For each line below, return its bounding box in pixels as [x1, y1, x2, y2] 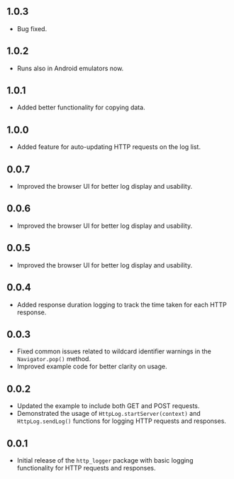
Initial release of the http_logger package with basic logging [16, 456, 194, 464]
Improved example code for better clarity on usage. [16, 362, 167, 371]
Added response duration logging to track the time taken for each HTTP [16, 300, 228, 309]
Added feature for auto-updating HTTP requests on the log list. [16, 143, 201, 151]
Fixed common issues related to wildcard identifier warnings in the [16, 347, 212, 356]
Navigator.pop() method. [16, 355, 91, 363]
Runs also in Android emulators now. [16, 64, 124, 72]
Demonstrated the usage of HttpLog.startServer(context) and [16, 409, 201, 418]
